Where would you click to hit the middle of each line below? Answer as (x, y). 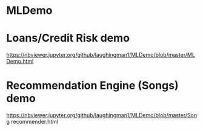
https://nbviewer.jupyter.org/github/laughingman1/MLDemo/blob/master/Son (102, 115)
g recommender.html (32, 122)
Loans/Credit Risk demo (68, 38)
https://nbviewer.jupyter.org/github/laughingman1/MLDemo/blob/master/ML (101, 55)
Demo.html (20, 62)
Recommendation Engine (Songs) (92, 86)
